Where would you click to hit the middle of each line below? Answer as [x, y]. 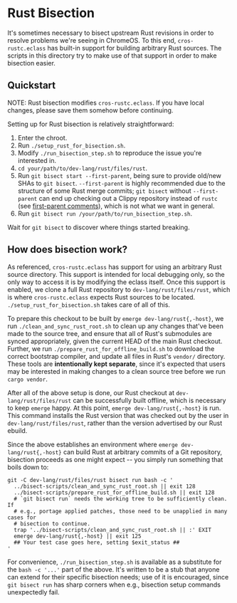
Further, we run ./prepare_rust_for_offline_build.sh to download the [111, 348]
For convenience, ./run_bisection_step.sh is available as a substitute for [115, 562]
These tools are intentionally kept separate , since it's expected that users [116, 364]
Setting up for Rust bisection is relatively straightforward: [91, 124]
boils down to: [28, 467]
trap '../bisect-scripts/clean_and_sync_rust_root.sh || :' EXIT [113, 530]
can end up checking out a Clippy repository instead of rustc [128, 198]
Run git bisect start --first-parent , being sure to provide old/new [120, 175]
